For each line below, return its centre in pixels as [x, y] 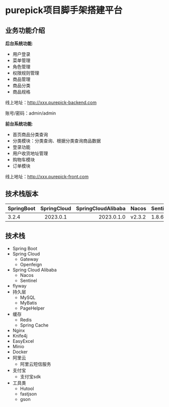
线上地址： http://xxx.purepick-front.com [47, 177]
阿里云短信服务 [35, 364]
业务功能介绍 [25, 30]
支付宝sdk [30, 376]
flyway [19, 286]
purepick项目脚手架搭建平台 [64, 10]
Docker [20, 352]
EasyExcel [23, 341]
